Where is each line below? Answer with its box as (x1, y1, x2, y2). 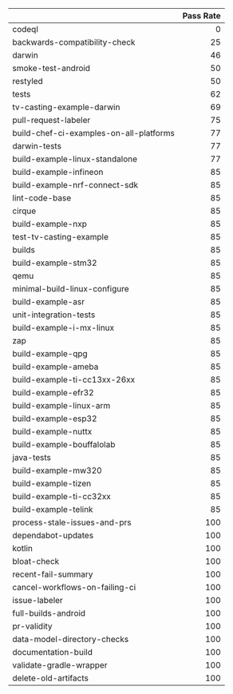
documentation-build (12, 647, 93, 657)
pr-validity (12, 621, 53, 632)
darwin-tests (12, 141, 62, 151)
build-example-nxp (12, 219, 88, 229)
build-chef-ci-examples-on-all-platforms (12, 128, 176, 138)
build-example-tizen (12, 478, 92, 489)
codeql (12, 24, 38, 34)
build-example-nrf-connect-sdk (12, 180, 139, 190)
